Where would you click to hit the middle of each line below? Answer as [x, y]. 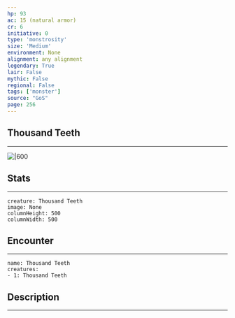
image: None [24, 207]
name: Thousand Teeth [39, 263]
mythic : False [28, 79]
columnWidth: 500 [33, 219]
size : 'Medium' [29, 46]
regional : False [31, 85]
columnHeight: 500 [34, 213]
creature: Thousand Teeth [45, 201]
